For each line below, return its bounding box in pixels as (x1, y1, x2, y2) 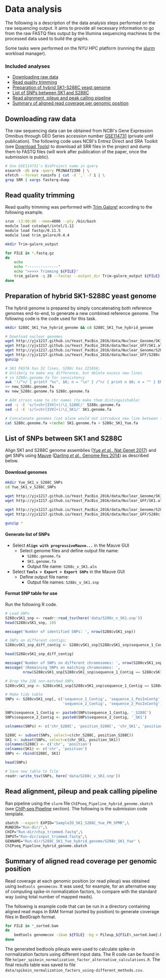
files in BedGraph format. (5, 914, 56, 920)
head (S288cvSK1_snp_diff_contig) (5, 652, 74, 657)
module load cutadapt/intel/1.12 (5, 223, 74, 228)
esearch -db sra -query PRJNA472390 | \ (5, 168, 90, 173)
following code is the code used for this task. (5, 315, 97, 321)
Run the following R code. (5, 601, 58, 607)
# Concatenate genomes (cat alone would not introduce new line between (5, 416, 158, 421)
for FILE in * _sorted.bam (5, 923, 58, 928)
